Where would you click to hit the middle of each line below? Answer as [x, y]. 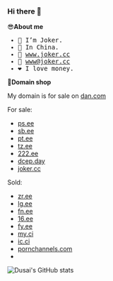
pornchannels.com [45, 249]
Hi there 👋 [25, 11]
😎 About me [25, 27]
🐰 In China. [38, 48]
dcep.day [31, 161]
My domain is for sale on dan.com [57, 96]
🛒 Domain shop [29, 82]
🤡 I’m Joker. [40, 40]
